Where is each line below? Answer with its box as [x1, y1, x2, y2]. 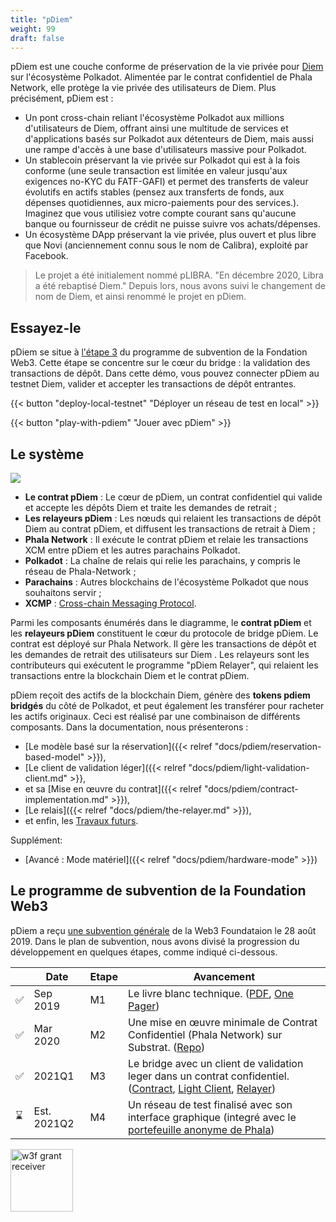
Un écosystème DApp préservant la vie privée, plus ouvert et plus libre [24, 229, 317, 241]
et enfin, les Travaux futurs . [24, 815, 139, 826]
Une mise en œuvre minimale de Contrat [127, 1015, 318, 1029]
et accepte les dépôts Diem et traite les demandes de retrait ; [24, 502, 277, 513]
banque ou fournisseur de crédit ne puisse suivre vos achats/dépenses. [24, 218, 322, 230]
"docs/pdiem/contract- [203, 783, 299, 795]
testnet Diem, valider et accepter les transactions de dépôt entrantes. [10, 378, 297, 390]
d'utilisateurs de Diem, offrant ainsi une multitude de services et [24, 122, 289, 135]
